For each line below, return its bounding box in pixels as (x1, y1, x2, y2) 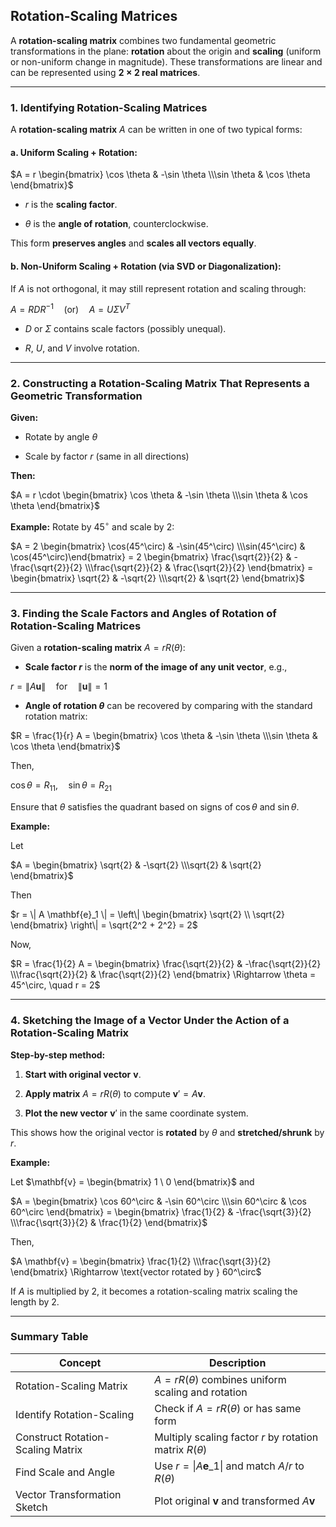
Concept (58, 1355, 102, 1369)
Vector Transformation (15, 1487, 122, 1501)
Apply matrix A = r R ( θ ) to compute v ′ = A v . (24, 1087, 206, 1099)
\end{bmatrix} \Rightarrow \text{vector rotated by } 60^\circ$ (10, 1265, 262, 1278)
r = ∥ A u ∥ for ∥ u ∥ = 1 (10, 680, 108, 693)
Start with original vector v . (24, 1068, 142, 1080)
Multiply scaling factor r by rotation (154, 1430, 319, 1444)
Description (208, 1355, 267, 1369)
